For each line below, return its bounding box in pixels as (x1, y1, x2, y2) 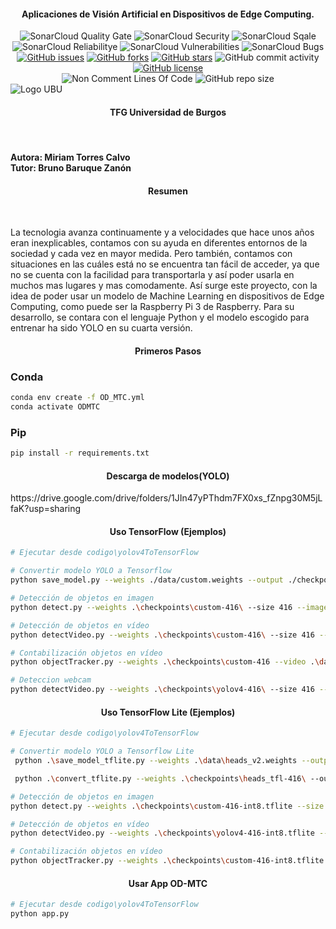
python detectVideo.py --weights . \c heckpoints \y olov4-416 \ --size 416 (10, 685, 315, 695)
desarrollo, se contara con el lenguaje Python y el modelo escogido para (10, 311, 310, 324)
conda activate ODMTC (10, 401, 101, 412)
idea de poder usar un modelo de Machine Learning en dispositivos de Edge (10, 290, 325, 302)
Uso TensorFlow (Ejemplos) (109, 525, 227, 537)
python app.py (10, 909, 70, 919)
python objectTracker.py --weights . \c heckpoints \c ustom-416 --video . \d (10, 657, 325, 667)
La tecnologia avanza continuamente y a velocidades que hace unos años (10, 226, 315, 239)
